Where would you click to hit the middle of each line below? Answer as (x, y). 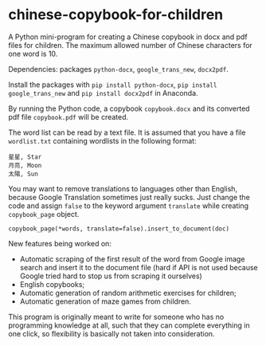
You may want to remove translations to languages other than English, (123, 188)
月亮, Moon (25, 165)
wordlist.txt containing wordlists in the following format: (102, 140)
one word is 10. (33, 53)
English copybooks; (52, 284)
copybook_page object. (44, 214)
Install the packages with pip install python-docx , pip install (113, 85)
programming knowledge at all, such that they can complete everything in (129, 325)
